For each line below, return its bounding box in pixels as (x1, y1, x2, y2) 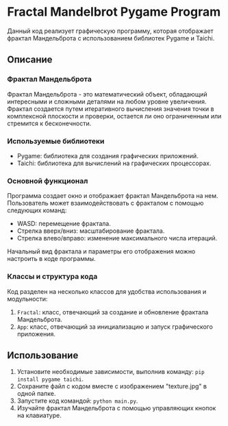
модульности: (7, 295, 48, 303)
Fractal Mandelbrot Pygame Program (7, 4, 221, 20)
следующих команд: (7, 206, 67, 214)
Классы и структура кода (7, 272, 98, 281)
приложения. (16, 329, 56, 338)
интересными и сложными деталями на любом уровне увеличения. (7, 97, 207, 105)
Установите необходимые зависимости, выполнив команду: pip (16, 368, 205, 376)
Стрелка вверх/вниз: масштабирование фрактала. (16, 227, 165, 235)
